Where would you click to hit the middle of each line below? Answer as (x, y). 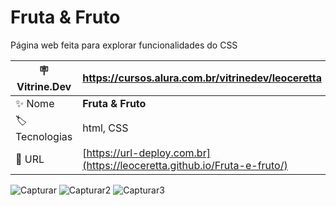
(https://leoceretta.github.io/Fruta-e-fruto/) (185, 165)
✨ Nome (35, 103)
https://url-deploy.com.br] (148, 153)
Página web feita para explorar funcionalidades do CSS (124, 45)
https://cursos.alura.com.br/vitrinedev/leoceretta (202, 78)
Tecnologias (44, 136)
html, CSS (105, 128)
